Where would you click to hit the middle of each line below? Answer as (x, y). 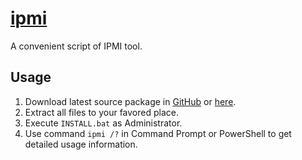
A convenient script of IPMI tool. (76, 46)
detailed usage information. (81, 144)
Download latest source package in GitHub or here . (130, 101)
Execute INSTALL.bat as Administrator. (103, 123)
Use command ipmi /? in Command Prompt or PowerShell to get (158, 133)
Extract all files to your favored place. (101, 112)
